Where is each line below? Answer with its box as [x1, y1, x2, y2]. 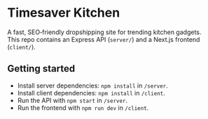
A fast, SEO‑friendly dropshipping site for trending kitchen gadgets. [7, 28, 202, 36]
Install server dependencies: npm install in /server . [17, 81, 168, 90]
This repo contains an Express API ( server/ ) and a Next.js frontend [7, 35, 200, 43]
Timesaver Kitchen [7, 5, 120, 21]
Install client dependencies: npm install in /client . [17, 88, 166, 97]
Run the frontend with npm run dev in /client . [17, 103, 149, 112]
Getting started [7, 63, 76, 74]
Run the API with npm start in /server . [17, 96, 128, 104]
